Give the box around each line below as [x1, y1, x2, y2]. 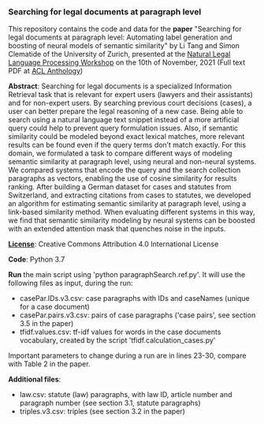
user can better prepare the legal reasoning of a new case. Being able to [8, 107, 244, 116]
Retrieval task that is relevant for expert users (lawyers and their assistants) [8, 90, 254, 99]
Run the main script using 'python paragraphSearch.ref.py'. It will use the [8, 270, 246, 280]
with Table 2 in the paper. [8, 359, 91, 369]
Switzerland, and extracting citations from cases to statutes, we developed [8, 190, 251, 200]
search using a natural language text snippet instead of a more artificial [8, 115, 240, 125]
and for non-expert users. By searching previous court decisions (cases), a [8, 98, 252, 108]
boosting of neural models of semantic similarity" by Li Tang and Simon [8, 41, 240, 51]
